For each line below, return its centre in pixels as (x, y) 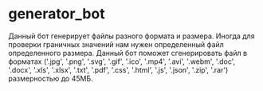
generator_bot (57, 14)
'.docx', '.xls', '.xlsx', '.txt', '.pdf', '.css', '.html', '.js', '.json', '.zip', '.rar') (118, 69)
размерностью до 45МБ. (51, 78)
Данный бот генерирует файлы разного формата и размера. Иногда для (131, 36)
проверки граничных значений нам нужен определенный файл (116, 44)
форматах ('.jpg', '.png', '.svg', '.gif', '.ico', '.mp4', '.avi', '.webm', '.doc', (122, 61)
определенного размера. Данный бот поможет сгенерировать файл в (128, 53)
